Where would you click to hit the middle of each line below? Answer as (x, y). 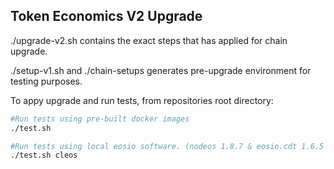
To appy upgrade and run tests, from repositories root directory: (142, 100)
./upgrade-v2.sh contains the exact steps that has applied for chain (149, 40)
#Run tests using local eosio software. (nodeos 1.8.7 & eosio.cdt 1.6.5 (167, 146)
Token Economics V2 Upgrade (106, 16)
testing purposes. (46, 81)
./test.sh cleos (44, 155)
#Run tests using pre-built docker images (100, 119)
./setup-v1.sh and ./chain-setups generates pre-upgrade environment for (161, 70)
